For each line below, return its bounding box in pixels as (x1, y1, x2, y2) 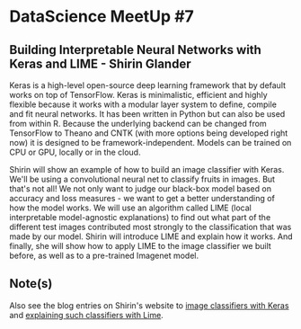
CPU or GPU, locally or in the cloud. (9, 147, 141, 157)
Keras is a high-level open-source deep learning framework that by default (9, 80, 286, 91)
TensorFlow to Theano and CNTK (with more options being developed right (9, 128, 288, 138)
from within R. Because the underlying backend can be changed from (9, 119, 267, 129)
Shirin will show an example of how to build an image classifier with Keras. (9, 164, 285, 174)
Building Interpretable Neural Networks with (9, 42, 262, 58)
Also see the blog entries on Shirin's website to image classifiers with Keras (9, 299, 289, 311)
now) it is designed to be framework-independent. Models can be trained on (9, 138, 292, 147)
